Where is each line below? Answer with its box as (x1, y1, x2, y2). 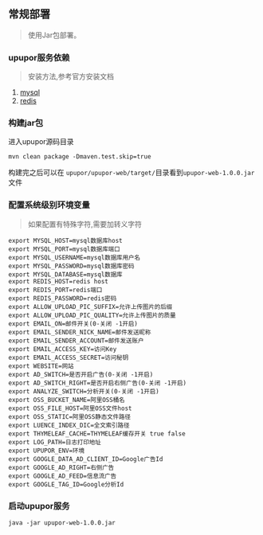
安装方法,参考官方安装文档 (27, 72, 114, 81)
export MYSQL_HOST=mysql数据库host (8, 236, 123, 244)
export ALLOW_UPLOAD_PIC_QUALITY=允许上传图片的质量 (8, 311, 177, 319)
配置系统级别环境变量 (8, 200, 90, 211)
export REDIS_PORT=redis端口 (8, 286, 103, 294)
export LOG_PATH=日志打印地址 (8, 438, 101, 446)
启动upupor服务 (8, 500, 70, 511)
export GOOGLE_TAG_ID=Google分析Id (8, 480, 124, 488)
